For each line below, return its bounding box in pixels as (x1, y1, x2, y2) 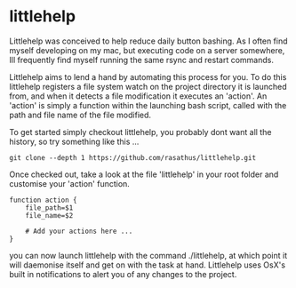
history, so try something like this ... (9, 136, 140, 147)
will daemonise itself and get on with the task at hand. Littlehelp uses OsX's (9, 260, 286, 270)
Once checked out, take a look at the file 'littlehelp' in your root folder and (9, 169, 279, 180)
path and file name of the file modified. (9, 109, 152, 120)
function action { (9, 196, 77, 204)
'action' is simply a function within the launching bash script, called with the (9, 100, 287, 110)
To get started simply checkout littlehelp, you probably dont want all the (9, 126, 272, 137)
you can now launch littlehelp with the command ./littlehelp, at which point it (9, 250, 288, 260)
